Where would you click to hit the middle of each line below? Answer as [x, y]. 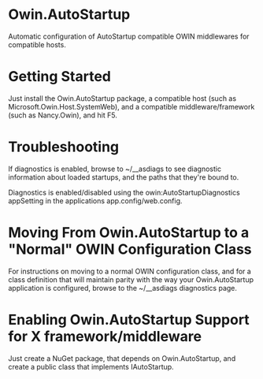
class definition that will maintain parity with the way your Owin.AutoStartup [131, 279]
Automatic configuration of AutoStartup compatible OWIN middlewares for [129, 36]
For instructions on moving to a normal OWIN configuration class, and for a [130, 271]
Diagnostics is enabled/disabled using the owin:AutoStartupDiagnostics [124, 192]
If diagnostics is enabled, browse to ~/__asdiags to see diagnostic [115, 169]
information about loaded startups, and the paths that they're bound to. [124, 177]
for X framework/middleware [105, 336]
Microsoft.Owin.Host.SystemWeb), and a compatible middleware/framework [131, 106]
